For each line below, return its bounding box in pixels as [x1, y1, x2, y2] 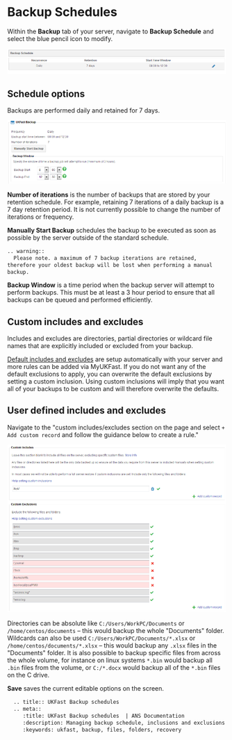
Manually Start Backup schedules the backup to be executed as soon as [7, 227, 217, 235]
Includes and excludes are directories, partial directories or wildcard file [7, 334, 213, 343]
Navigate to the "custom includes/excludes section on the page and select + [7, 423, 225, 431]
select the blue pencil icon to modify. [7, 34, 113, 42]
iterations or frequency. [7, 213, 74, 221]
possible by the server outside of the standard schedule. [7, 233, 169, 242]
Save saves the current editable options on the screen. [7, 684, 165, 693]
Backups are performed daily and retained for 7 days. [7, 106, 160, 115]
